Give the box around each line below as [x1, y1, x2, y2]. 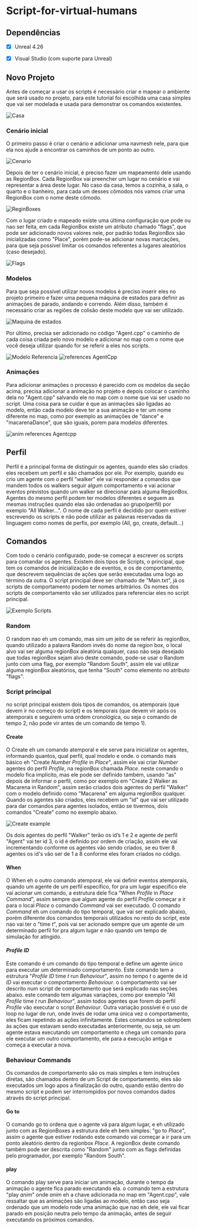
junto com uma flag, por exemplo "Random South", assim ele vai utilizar [6, 660, 179, 667]
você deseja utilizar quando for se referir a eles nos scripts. [6, 342, 150, 349]
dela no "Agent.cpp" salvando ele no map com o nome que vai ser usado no [6, 393, 191, 401]
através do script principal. [6, 1094, 71, 1101]
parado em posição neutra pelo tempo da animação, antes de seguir [6, 1210, 172, 1217]
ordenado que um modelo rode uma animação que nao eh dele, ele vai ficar [6, 1204, 190, 1211]
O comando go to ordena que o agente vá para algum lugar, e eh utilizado [6, 1121, 185, 1128]
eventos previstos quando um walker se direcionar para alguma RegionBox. [6, 488, 189, 495]
